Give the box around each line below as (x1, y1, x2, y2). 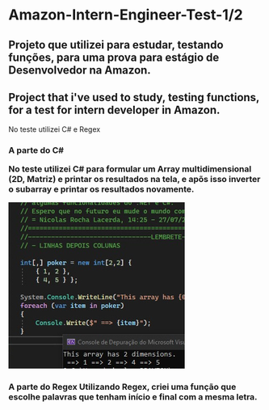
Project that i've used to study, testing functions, (8, 91, 260, 104)
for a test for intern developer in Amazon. (8, 103, 221, 116)
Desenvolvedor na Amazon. (8, 63, 151, 77)
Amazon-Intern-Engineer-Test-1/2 (8, 6, 244, 24)
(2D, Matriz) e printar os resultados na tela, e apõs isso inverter (8, 173, 261, 184)
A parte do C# (8, 145, 65, 156)
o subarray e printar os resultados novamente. (8, 184, 195, 195)
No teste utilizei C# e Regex (8, 125, 101, 134)
